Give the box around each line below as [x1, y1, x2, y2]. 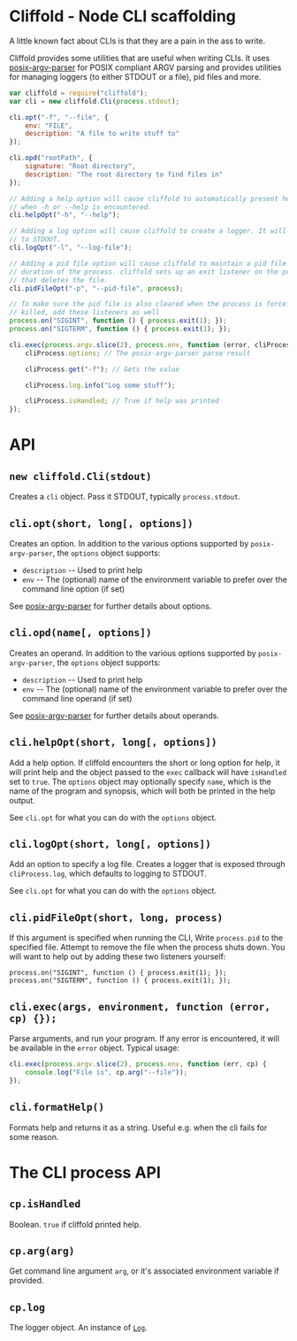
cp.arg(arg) [9, 1244, 75, 1257]
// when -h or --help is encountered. [9, 202, 152, 212]
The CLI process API [9, 1162, 162, 1182]
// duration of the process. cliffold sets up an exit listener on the [9, 267, 278, 276]
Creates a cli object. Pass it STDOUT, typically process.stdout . [9, 492, 241, 502]
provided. [9, 1275, 44, 1286]
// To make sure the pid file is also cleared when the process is [9, 299, 263, 309]
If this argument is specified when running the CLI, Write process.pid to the [9, 933, 284, 943]
